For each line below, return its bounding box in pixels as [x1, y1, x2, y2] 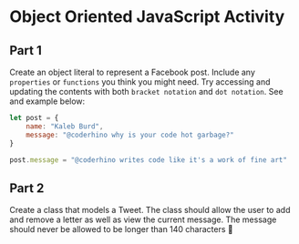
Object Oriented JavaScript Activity [9, 6, 285, 27]
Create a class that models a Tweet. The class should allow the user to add [9, 205, 291, 216]
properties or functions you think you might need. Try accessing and [9, 76, 271, 87]
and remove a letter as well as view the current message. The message [9, 214, 277, 225]
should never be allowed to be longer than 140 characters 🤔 [9, 224, 234, 235]
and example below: [9, 96, 86, 107]
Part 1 [9, 43, 43, 58]
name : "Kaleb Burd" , [26, 121, 104, 131]
